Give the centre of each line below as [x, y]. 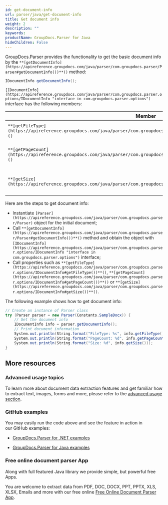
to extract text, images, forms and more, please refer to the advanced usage [84, 394]
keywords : [15, 33]
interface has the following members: [43, 104]
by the [12, 62]
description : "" [22, 29]
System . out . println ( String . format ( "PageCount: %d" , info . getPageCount [89, 338]
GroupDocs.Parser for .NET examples [51, 438]
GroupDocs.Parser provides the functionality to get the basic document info [83, 57]
